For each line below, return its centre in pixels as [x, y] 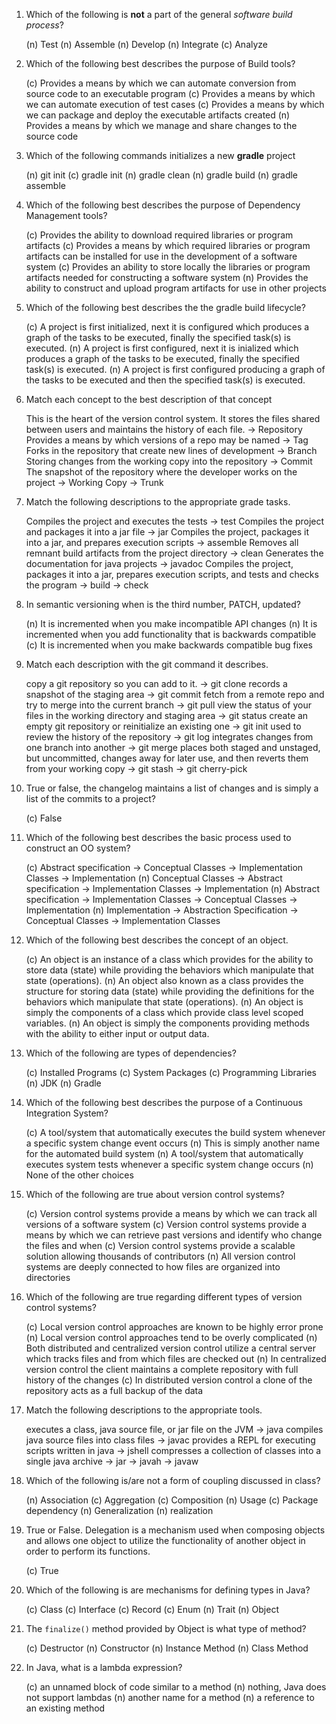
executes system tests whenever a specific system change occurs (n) [169, 1164]
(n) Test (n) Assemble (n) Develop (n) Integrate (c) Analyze [147, 44]
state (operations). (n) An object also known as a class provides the [164, 980]
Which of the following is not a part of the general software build [159, 14]
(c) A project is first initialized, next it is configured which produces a [167, 327]
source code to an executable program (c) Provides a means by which [170, 93]
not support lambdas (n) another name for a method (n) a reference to [170, 1697]
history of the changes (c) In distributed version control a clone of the [169, 1380]
